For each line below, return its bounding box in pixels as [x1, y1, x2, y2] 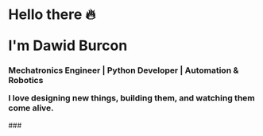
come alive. [8, 103, 54, 114]
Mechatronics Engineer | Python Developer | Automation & [8, 65, 239, 76]
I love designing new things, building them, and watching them [8, 93, 256, 104]
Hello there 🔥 [8, 6, 96, 24]
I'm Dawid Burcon [8, 37, 128, 55]
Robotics [8, 75, 44, 86]
